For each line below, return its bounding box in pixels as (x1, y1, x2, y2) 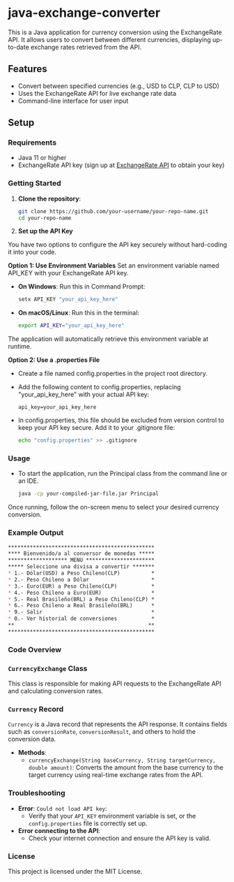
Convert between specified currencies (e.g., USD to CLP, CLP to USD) (17, 82, 220, 90)
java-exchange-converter (8, 5, 161, 21)
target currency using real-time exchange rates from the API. (28, 771, 203, 779)
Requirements (8, 138, 57, 147)
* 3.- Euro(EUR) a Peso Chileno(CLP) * (8, 582, 155, 590)
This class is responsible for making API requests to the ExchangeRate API (8, 679, 221, 688)
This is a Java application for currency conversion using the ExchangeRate (8, 28, 222, 36)
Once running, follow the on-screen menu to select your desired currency (8, 503, 219, 512)
